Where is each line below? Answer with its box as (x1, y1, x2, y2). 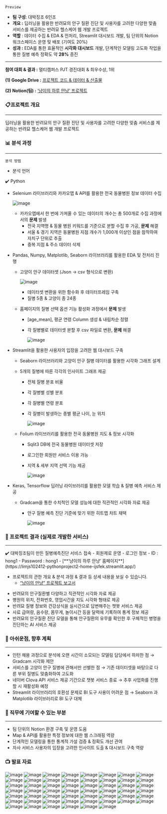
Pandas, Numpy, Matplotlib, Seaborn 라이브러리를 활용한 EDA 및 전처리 (12, 252, 155, 258)
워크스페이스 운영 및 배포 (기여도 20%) (12, 39, 88, 45)
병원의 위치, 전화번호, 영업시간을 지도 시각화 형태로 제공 (12, 597, 120, 603)
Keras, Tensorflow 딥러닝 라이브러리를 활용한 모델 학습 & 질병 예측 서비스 (12, 482, 156, 488)
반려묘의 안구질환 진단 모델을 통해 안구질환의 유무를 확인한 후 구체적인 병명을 (12, 615, 162, 621)
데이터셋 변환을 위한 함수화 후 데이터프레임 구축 (27, 289, 119, 295)
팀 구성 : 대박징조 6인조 (12, 14, 56, 20)
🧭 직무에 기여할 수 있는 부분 (5, 709, 66, 716)
